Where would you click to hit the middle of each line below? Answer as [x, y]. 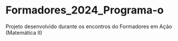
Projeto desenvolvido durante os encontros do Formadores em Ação [89, 26]
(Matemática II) [24, 32]
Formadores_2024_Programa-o [85, 10]
